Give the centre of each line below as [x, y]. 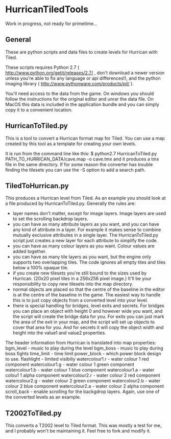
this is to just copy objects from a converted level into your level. [80, 301]
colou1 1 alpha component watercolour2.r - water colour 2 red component [83, 375]
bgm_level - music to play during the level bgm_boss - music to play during [84, 348]
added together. [30, 251]
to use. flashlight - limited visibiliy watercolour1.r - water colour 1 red [77, 359]
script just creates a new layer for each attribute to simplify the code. [85, 241]
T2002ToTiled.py [34, 413]
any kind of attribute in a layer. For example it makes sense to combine [87, 230]
